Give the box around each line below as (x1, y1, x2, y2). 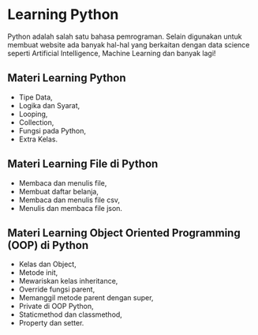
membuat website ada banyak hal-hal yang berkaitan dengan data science (7, 40, 250, 49)
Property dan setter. (18, 318, 84, 328)
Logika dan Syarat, (18, 100, 80, 110)
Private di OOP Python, (18, 302, 94, 311)
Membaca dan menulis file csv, (18, 195, 120, 205)
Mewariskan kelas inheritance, (18, 277, 118, 286)
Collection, (18, 117, 54, 127)
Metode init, (18, 268, 58, 277)
